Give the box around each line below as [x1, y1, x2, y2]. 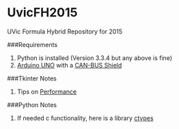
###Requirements [7, 40, 58, 48]
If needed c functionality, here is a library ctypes [16, 114, 154, 122]
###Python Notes [7, 100, 57, 109]
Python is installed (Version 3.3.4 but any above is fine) [16, 53, 173, 62]
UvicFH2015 [7, 5, 78, 20]
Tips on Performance [16, 87, 77, 96]
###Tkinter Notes [7, 74, 57, 83]
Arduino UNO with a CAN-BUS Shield [16, 61, 122, 69]
